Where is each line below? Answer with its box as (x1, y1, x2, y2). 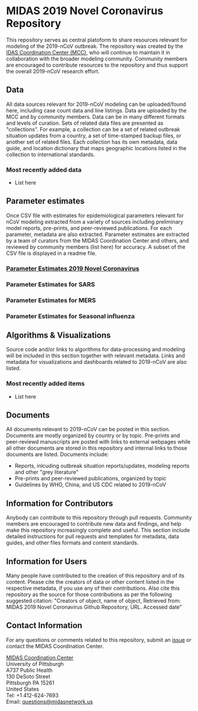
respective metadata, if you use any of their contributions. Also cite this (6, 584, 180, 592)
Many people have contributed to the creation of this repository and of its (6, 572, 185, 579)
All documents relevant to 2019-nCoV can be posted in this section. (6, 426, 170, 433)
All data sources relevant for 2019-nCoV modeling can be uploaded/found (6, 101, 186, 108)
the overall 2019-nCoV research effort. (6, 67, 100, 75)
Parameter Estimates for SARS (6, 280, 96, 288)
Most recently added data (6, 166, 82, 174)
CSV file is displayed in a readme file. (6, 250, 97, 257)
